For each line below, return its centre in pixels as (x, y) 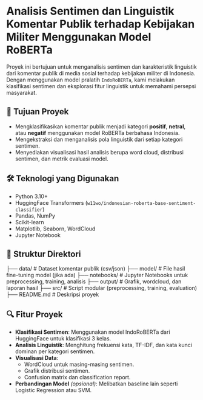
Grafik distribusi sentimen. (57, 371)
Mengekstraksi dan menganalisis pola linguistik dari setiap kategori (99, 139)
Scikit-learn (29, 222)
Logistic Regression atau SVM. (53, 390)
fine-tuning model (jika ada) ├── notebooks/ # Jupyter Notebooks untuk (97, 275)
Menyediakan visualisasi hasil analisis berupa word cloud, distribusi (99, 152)
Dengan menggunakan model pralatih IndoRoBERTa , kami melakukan (91, 80)
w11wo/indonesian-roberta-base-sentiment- (141, 203)
